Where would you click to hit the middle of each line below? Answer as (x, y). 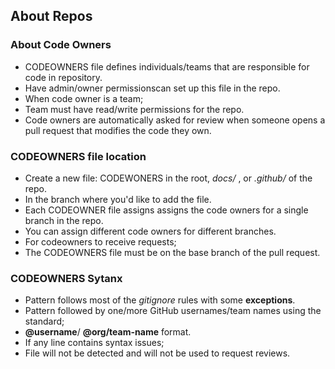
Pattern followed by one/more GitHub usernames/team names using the (173, 311)
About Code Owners (61, 45)
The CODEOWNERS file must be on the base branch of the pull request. (172, 252)
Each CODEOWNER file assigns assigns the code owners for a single (166, 210)
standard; (44, 321)
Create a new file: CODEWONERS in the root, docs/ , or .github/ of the (168, 178)
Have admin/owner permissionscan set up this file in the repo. (152, 88)
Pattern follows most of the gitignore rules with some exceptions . (160, 300)
